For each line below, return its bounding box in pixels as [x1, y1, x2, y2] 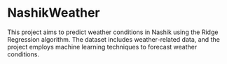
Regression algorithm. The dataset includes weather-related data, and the [7, 35, 221, 43]
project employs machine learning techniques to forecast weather [7, 42, 198, 51]
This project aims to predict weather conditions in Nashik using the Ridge [7, 28, 219, 36]
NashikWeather [7, 5, 100, 21]
